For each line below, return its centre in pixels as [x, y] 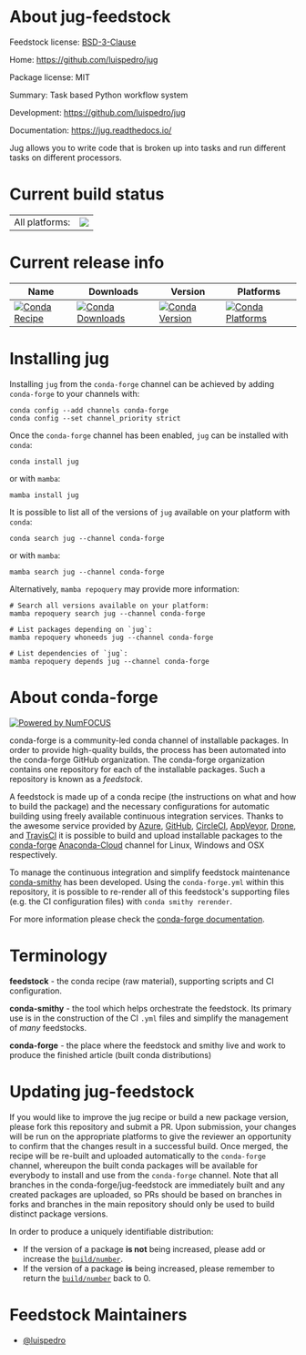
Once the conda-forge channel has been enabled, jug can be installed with [149, 435]
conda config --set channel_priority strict [95, 418]
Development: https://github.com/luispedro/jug [97, 112]
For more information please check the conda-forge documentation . [138, 919]
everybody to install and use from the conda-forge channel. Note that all [144, 1175]
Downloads [113, 291]
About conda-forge [84, 697]
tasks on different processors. [66, 158]
